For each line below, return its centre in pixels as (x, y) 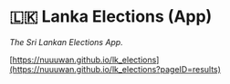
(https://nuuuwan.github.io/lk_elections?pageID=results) (115, 69)
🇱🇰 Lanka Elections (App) (111, 17)
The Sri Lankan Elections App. (66, 42)
